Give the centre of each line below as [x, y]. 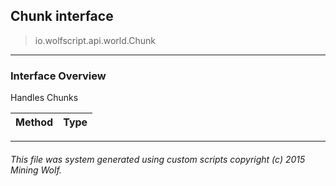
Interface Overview [58, 76]
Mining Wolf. [36, 170]
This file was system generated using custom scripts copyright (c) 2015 [158, 159]
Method [34, 122]
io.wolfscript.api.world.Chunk [95, 40]
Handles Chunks [44, 98]
